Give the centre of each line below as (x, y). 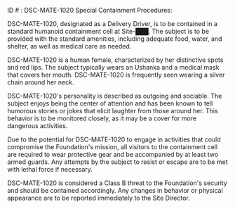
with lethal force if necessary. (50, 169)
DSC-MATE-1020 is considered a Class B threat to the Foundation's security (117, 183)
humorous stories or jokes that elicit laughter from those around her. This (113, 111)
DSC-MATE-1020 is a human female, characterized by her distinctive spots (115, 60)
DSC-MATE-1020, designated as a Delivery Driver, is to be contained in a (112, 24)
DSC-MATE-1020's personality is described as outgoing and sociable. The (115, 96)
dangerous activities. (38, 126)
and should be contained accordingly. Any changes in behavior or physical (115, 190)
